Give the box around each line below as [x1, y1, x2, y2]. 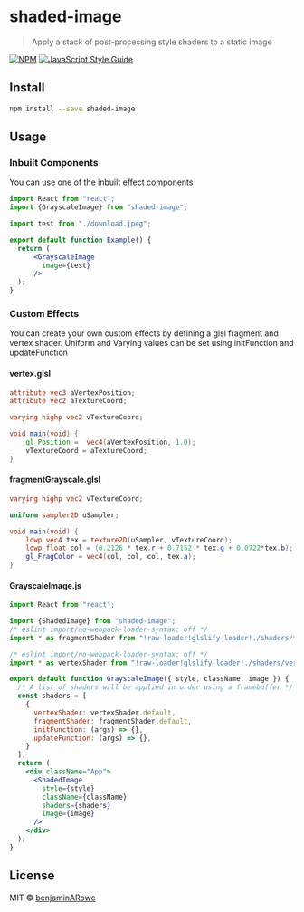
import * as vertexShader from [9, 658, 128, 667]
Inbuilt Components [9, 156, 99, 168]
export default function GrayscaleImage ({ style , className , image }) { [9, 675, 290, 684]
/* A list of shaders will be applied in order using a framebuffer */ [17, 683, 294, 692]
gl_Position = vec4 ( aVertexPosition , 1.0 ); [25, 437, 196, 447]
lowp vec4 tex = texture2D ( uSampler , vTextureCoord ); [25, 535, 233, 544]
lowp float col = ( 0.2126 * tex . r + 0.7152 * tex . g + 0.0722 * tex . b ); [25, 543, 294, 553]
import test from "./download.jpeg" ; [9, 219, 152, 228]
